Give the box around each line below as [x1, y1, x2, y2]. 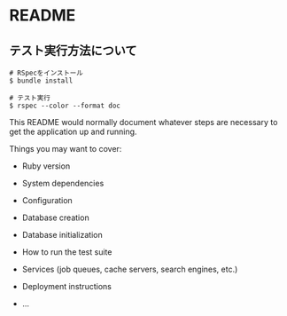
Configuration [21, 195, 73, 205]
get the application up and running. [9, 126, 137, 137]
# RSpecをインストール [9, 68, 84, 77]
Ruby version [21, 161, 71, 171]
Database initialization [21, 230, 104, 240]
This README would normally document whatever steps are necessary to [9, 117, 278, 127]
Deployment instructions [21, 281, 112, 291]
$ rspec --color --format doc [9, 101, 121, 110]
